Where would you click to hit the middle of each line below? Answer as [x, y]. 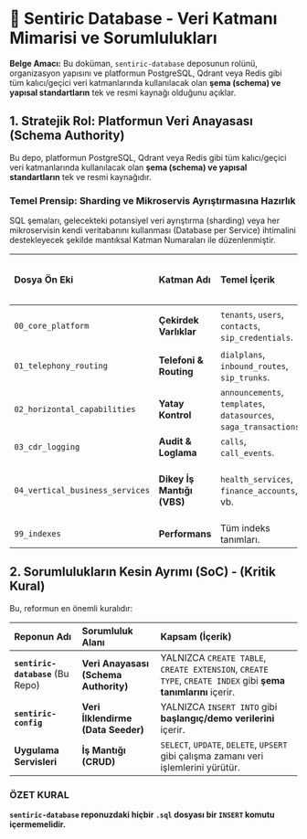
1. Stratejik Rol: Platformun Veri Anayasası [132, 121]
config [28, 722]
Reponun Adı [42, 636]
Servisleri [36, 761]
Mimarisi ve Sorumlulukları [113, 38]
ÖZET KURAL [40, 794]
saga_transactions [260, 427]
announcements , [252, 392]
